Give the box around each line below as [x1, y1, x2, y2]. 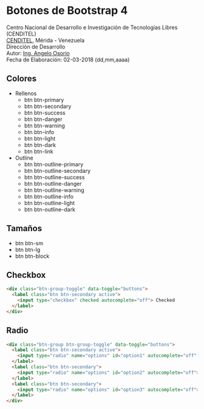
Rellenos [15, 89, 37, 97]
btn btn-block [15, 252, 50, 260]
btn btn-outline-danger [24, 180, 82, 187]
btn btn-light [24, 135, 56, 142]
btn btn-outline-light [24, 199, 75, 206]
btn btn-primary [24, 96, 64, 103]
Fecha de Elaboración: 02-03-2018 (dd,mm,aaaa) [6, 56, 130, 63]
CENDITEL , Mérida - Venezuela [6, 36, 85, 44]
